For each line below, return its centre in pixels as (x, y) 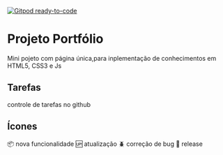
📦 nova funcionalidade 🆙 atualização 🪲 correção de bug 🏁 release (105, 144)
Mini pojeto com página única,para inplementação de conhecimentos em (112, 58)
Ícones (22, 127)
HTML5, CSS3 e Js (34, 66)
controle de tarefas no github (49, 104)
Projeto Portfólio (55, 39)
